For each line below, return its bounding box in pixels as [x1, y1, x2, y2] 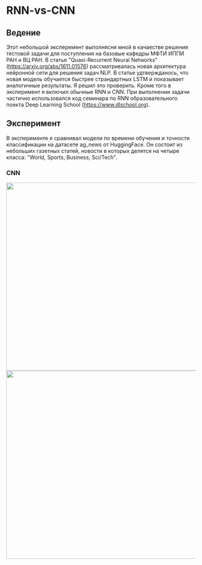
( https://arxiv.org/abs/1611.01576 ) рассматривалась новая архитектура [6, 63, 186, 70]
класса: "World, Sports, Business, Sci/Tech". [6, 153, 117, 161]
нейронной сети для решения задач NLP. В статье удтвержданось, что [6, 69, 189, 76]
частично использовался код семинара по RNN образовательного [6, 94, 178, 102]
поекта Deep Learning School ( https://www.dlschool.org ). [6, 101, 150, 108]
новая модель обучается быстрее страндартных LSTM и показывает [6, 76, 185, 82]
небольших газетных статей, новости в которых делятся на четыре [6, 147, 180, 154]
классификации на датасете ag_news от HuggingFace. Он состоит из [6, 141, 183, 148]
